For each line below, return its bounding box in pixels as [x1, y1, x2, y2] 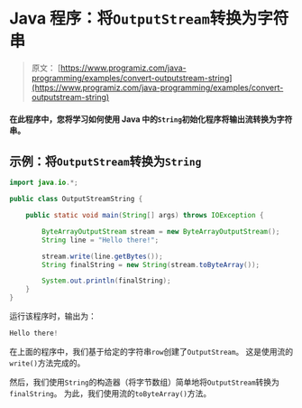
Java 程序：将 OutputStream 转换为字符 [9, 8, 289, 29]
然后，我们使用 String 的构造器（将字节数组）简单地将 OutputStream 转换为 [9, 376, 279, 387]
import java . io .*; [9, 178, 78, 188]
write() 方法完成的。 [9, 357, 86, 368]
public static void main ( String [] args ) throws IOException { [25, 211, 264, 220]
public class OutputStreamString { [9, 195, 143, 204]
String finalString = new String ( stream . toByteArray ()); [41, 260, 260, 269]
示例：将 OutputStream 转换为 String [9, 153, 202, 169]
